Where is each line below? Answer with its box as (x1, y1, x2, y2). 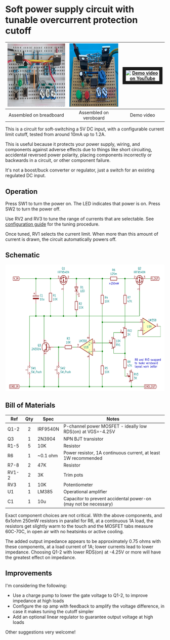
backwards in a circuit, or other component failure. (5, 157, 111, 163)
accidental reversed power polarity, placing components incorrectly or (5, 152, 152, 158)
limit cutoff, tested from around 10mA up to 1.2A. (5, 132, 106, 138)
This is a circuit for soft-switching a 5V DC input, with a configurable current (5, 126, 164, 132)
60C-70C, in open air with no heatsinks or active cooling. (5, 528, 124, 534)
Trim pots (63, 472, 83, 478)
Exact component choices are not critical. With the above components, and (5, 512, 162, 518)
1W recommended (63, 455, 103, 461)
